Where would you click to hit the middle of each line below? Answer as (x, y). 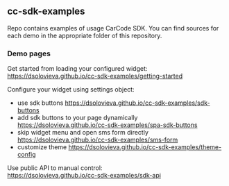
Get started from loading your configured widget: (77, 69)
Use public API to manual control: (55, 168)
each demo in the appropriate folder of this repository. (85, 35)
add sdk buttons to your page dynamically (77, 118)
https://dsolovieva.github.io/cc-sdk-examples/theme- (145, 147)
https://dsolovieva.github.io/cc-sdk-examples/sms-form (97, 140)
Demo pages (29, 53)
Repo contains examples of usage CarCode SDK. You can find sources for (113, 28)
